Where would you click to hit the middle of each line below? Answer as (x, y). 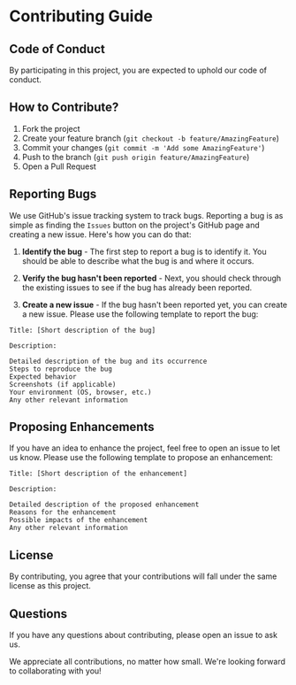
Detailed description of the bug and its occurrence (108, 361)
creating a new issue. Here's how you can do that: (100, 234)
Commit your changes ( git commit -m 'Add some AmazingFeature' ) (143, 147)
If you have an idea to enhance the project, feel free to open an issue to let (145, 448)
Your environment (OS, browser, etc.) (80, 392)
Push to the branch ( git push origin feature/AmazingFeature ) (136, 157)
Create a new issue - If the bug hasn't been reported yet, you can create (155, 304)
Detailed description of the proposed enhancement (104, 505)
